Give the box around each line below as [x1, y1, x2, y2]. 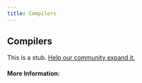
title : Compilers [7, 10, 57, 17]
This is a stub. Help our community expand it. [7, 54, 136, 62]
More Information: [7, 69, 60, 78]
